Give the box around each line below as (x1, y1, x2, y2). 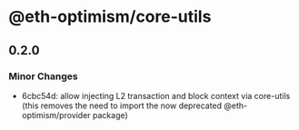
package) (93, 109, 128, 120)
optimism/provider (21, 109, 92, 120)
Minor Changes (8, 70, 78, 83)
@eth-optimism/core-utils (8, 6, 212, 27)
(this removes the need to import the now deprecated (21, 100, 223, 111)
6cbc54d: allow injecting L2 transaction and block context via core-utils (21, 90, 291, 101)
